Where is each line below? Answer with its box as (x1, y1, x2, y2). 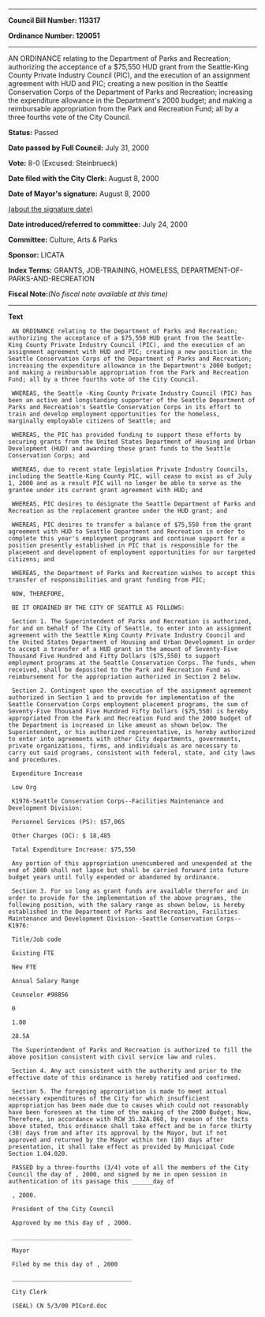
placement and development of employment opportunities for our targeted (8, 548, 256, 556)
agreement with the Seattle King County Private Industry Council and (8, 631, 245, 639)
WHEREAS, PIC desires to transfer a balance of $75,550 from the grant (11, 521, 252, 529)
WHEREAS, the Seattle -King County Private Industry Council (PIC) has (11, 389, 252, 397)
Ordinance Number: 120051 (8, 31, 100, 40)
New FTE (11, 963, 37, 971)
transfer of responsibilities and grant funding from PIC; (8, 576, 207, 584)
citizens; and (8, 555, 55, 563)
